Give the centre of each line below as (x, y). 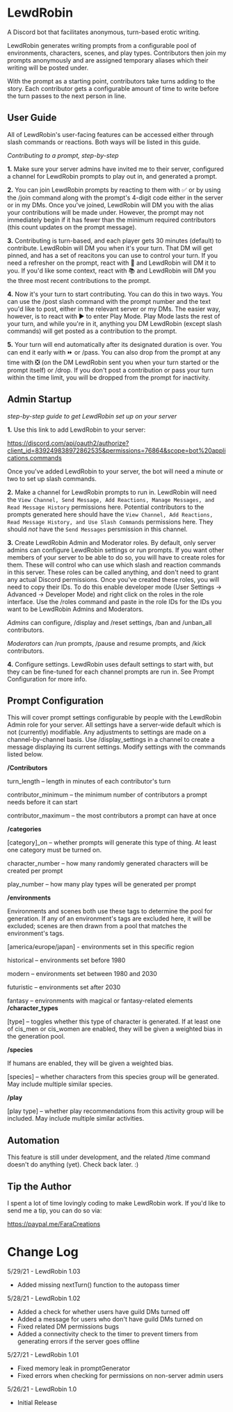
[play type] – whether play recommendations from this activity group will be (115, 1111)
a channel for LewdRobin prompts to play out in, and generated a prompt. (112, 176)
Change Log (43, 1252)
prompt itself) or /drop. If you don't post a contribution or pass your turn (110, 370)
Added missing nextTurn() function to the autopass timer (98, 1285)
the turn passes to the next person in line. (67, 96)
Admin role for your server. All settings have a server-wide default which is (114, 725)
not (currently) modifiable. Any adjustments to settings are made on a (107, 732)
